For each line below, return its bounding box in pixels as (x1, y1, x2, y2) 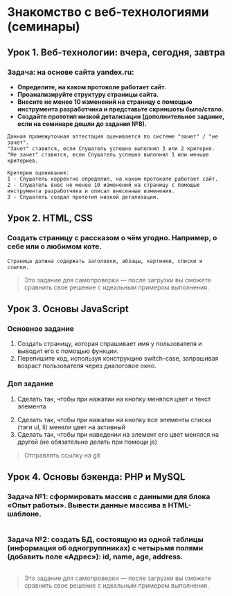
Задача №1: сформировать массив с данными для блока (7, 491, 211, 501)
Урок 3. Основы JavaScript (7, 302, 130, 315)
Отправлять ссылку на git (24, 451, 100, 459)
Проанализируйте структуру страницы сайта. (17, 90, 159, 98)
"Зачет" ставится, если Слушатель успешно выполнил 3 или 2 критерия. (7, 145, 215, 152)
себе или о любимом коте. (7, 242, 102, 251)
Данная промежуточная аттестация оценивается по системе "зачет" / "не (7, 133, 218, 140)
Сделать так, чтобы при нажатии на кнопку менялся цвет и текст (17, 395, 211, 403)
